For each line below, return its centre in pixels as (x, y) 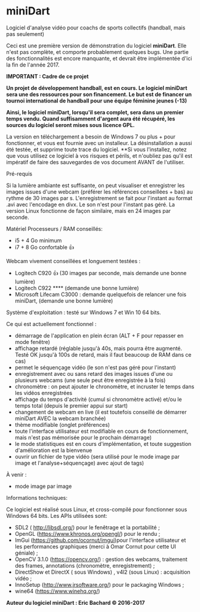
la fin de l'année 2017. (33, 65)
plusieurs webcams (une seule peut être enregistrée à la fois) (90, 380)
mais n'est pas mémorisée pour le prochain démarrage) (83, 437)
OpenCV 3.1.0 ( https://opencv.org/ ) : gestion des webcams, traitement (101, 559)
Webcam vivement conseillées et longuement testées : (73, 261)
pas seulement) (25, 34)
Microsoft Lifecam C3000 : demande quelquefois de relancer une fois (101, 294)
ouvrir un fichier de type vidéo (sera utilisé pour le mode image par (97, 456)
